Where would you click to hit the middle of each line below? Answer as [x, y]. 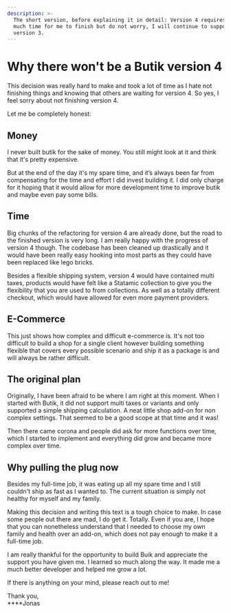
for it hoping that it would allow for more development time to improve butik [114, 187]
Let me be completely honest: [49, 114]
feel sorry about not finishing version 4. [63, 101]
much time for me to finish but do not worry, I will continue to [110, 26]
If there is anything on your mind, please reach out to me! [88, 583]
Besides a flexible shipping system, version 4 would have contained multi [111, 276]
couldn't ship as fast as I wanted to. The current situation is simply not [107, 491]
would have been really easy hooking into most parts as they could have [109, 255]
